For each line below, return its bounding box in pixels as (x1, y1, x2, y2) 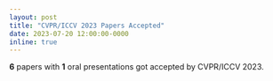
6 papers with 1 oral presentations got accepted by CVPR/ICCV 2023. (9, 62, 264, 72)
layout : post (9, 12, 58, 22)
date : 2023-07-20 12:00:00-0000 (9, 29, 129, 38)
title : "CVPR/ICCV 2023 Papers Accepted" (9, 21, 165, 30)
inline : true (9, 37, 58, 47)
